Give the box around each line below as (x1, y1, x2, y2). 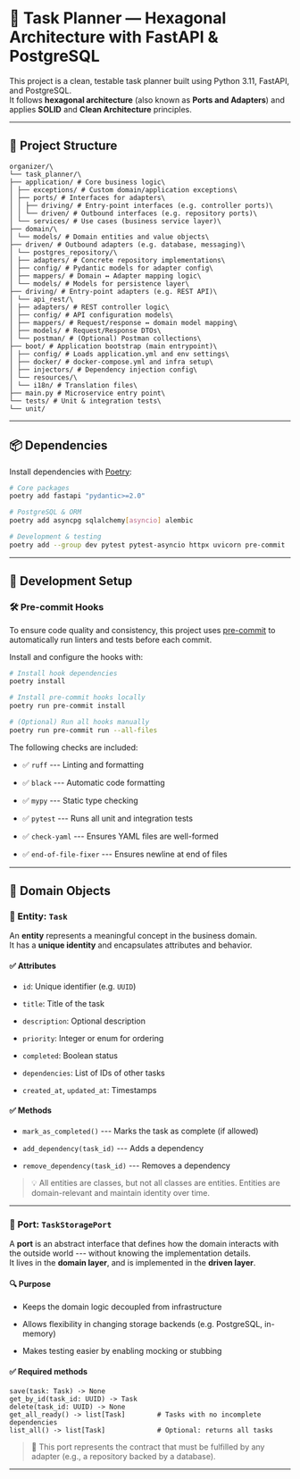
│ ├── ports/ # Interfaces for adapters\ (9, 193, 166, 202)
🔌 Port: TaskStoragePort (9, 1218, 112, 1231)
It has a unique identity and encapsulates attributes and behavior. (9, 940, 253, 950)
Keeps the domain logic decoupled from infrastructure (21, 1301, 222, 1312)
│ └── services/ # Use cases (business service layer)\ (9, 216, 221, 226)
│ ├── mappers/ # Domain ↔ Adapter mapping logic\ (9, 272, 202, 280)
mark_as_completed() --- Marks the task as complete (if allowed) (21, 1125, 259, 1136)
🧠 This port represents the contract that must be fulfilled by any (30, 1441, 265, 1452)
